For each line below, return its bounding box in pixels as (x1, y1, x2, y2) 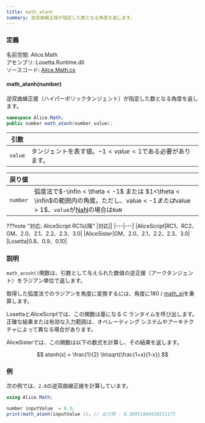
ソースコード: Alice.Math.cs (6, 66, 76, 73)
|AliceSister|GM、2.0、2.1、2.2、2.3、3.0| (83, 230, 190, 237)
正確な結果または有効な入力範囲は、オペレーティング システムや (6, 318, 168, 325)
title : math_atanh (6, 9, 53, 15)
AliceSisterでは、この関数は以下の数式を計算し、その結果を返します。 (6, 339, 182, 346)
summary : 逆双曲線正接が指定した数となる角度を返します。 (6, 15, 135, 21)
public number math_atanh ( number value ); (6, 120, 113, 126)
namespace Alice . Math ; (6, 115, 64, 121)
